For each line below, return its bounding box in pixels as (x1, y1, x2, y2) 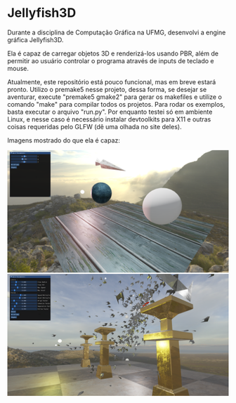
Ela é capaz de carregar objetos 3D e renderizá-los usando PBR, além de (7, 49, 219, 58)
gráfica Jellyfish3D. (7, 35, 64, 44)
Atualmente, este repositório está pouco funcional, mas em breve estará (7, 77, 216, 86)
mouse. (7, 64, 29, 72)
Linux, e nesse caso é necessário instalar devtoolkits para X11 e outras (7, 114, 211, 124)
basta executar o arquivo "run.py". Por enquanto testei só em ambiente (7, 107, 213, 116)
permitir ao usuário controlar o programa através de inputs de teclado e (7, 56, 214, 65)
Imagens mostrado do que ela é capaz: (7, 136, 121, 145)
